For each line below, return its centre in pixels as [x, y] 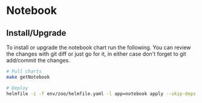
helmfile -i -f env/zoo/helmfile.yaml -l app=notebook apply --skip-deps [101, 94]
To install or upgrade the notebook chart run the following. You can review [99, 47]
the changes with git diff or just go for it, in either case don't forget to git [96, 54]
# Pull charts [24, 71]
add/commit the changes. [38, 60]
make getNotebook [28, 77]
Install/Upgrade [36, 33]
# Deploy [17, 88]
